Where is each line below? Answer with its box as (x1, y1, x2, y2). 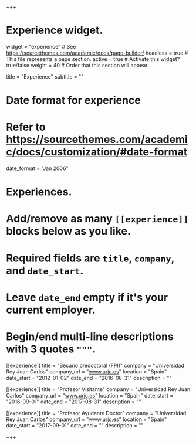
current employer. (6, 303, 96, 317)
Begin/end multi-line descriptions (6, 330, 174, 343)
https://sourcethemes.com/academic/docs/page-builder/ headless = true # (6, 49, 188, 56)
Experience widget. (6, 24, 103, 37)
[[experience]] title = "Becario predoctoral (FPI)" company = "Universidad (6, 362, 185, 369)
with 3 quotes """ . (6, 342, 96, 355)
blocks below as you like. (6, 225, 131, 238)
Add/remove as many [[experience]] (6, 212, 189, 226)
